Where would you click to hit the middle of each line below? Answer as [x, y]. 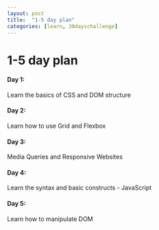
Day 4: [16, 172]
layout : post [26, 13]
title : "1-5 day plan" [41, 20]
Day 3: [16, 141]
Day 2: [16, 111]
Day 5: [16, 203]
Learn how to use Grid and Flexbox [57, 126]
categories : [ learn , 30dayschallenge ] [62, 26]
